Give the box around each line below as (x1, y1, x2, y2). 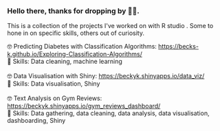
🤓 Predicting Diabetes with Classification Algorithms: (7, 43, 157, 51)
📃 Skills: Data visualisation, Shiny (7, 80, 100, 88)
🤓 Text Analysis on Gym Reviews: (7, 94, 102, 102)
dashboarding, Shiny (7, 117, 66, 125)
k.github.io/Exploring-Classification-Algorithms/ (7, 50, 142, 58)
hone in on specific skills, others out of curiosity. (7, 29, 144, 37)
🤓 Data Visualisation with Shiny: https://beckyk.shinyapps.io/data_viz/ (7, 72, 205, 80)
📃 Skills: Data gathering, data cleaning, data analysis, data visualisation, (7, 109, 210, 117)
